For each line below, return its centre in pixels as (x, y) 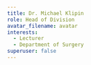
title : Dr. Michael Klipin (45, 13)
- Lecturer (29, 39)
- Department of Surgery (49, 45)
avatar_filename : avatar (42, 26)
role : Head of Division (41, 20)
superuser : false (32, 51)
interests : (23, 32)
